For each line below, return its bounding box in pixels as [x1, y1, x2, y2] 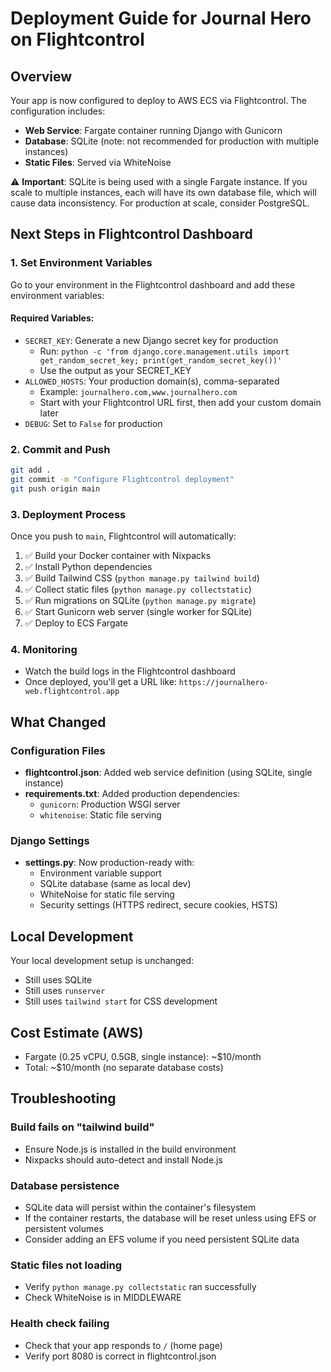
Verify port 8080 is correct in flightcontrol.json [24, 1350, 217, 1362]
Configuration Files [10, 743, 106, 757]
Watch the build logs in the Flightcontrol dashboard [24, 665, 236, 677]
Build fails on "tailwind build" [10, 1120, 155, 1134]
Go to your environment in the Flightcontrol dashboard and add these [10, 278, 296, 291]
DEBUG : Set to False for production [24, 417, 163, 429]
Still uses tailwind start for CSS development [24, 995, 218, 1007]
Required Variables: [10, 312, 95, 324]
